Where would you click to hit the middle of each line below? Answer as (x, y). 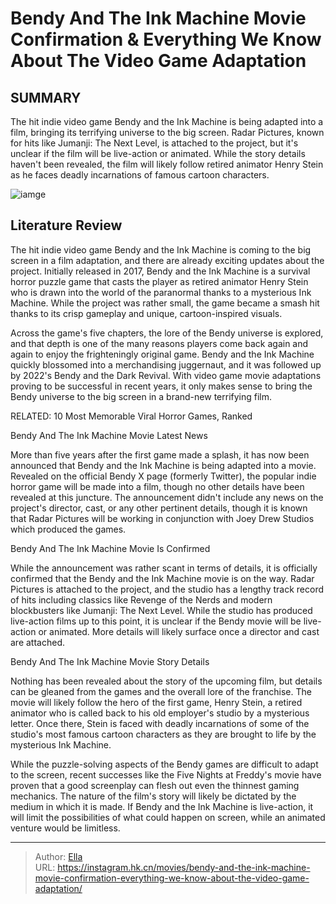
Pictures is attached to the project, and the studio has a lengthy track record (167, 589)
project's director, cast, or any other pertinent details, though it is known (159, 508)
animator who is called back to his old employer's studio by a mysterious (160, 713)
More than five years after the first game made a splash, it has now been (160, 454)
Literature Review (66, 225)
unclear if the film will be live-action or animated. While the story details (158, 153)
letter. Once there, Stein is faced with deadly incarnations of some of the (160, 723)
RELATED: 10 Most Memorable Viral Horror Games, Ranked (131, 416)
